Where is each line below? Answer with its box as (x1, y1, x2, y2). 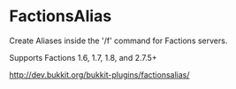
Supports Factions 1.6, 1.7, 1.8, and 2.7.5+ (9, 52, 157, 63)
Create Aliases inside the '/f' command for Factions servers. (9, 35, 228, 46)
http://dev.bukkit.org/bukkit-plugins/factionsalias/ (9, 69, 190, 80)
